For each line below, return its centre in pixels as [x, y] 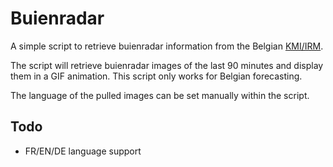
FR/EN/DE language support [83, 151]
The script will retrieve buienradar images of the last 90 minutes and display [167, 65]
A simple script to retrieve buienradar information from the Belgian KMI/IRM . [167, 46]
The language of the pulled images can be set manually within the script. [160, 95]
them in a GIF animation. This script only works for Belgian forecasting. [156, 76]
